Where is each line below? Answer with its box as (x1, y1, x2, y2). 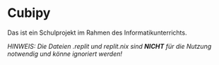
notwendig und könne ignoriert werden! (7, 49, 122, 58)
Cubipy (7, 5, 51, 21)
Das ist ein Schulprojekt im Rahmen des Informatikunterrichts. (7, 28, 187, 37)
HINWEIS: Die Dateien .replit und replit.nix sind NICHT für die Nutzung (7, 42, 212, 50)
